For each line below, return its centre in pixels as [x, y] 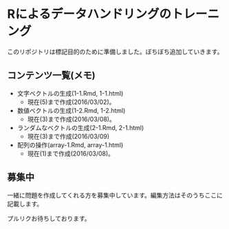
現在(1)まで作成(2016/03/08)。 [71, 153]
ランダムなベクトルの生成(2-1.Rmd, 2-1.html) [80, 127]
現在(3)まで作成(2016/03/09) [68, 136]
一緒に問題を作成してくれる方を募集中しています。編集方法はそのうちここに [115, 195]
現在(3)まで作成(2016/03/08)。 [71, 119]
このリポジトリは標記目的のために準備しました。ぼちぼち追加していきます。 [115, 52]
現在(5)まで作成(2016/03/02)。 [71, 102]
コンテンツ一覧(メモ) [51, 75]
